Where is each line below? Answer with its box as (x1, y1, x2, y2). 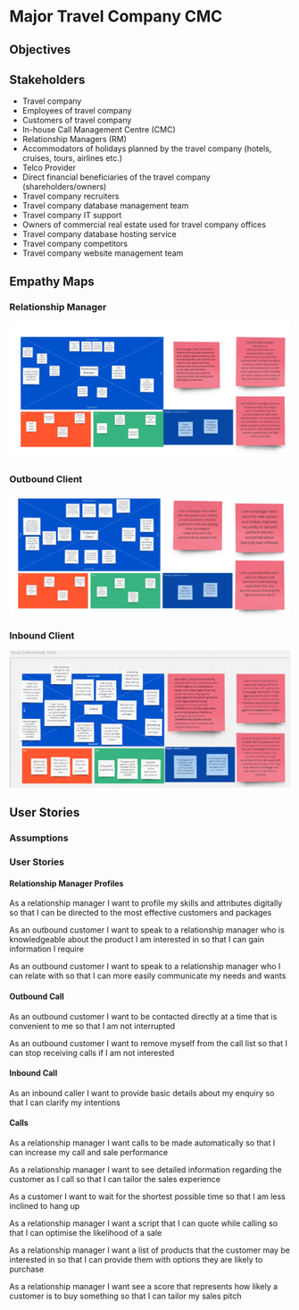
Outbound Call (9, 991, 64, 1002)
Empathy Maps (9, 274, 96, 289)
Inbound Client (9, 629, 75, 641)
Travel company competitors (21, 239, 129, 249)
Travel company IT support (21, 210, 122, 221)
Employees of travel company (21, 106, 132, 116)
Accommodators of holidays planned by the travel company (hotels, (21, 143, 272, 154)
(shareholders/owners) (21, 182, 107, 192)
